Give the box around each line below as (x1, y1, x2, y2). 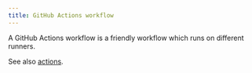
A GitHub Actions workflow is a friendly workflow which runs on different (8, 33, 245, 42)
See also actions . (8, 57, 64, 66)
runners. (8, 41, 35, 51)
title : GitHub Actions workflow (8, 11, 114, 20)
